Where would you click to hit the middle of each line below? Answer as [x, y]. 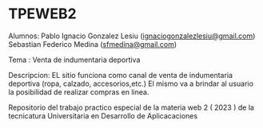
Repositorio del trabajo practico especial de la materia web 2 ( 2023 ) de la [131, 107]
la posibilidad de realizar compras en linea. [79, 91]
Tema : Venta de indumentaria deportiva [74, 60]
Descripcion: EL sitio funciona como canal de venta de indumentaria [121, 75]
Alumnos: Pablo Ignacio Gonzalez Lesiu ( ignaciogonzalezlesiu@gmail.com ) [132, 36]
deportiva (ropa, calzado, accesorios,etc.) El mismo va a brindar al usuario [131, 83]
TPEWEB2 [43, 14]
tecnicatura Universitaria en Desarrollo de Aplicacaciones [103, 115]
